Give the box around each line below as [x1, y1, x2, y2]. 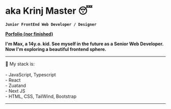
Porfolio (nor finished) [5, 31, 53, 37]
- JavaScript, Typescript [5, 71, 56, 77]
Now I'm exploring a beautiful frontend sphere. [5, 46, 107, 52]
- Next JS [5, 88, 25, 94]
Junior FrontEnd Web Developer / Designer [5, 22, 97, 27]
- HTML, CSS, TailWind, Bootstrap [5, 93, 77, 99]
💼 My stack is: [5, 61, 35, 67]
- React [5, 77, 21, 83]
